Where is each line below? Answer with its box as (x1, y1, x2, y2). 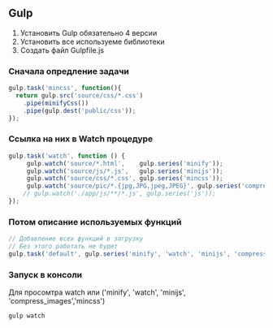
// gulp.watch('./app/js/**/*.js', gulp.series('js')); (23, 190, 217, 198)
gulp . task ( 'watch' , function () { (8, 152, 126, 160)
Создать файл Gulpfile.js (19, 45, 104, 55)
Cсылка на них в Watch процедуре (8, 133, 154, 145)
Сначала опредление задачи (8, 65, 130, 76)
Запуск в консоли (8, 269, 83, 280)
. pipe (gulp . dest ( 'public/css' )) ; (23, 106, 136, 114)
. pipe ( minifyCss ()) (23, 99, 89, 107)
